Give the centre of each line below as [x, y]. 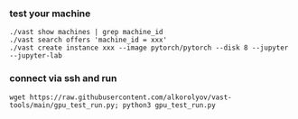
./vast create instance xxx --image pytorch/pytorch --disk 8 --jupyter [149, 48]
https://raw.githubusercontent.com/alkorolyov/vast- [130, 97]
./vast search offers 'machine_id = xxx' [88, 40]
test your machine [50, 14]
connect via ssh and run [63, 78]
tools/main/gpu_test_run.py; [64, 105]
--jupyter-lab [36, 56]
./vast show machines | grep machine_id [87, 32]
